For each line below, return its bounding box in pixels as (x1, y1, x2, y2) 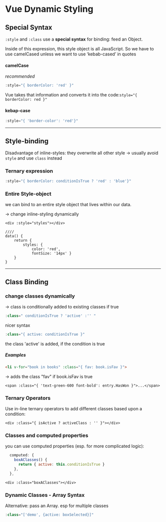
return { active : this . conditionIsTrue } (18, 462, 105, 467)
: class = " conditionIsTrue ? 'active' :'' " (5, 313, 96, 318)
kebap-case (5, 107, 31, 113)
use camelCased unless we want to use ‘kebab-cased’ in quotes (5, 51, 136, 57)
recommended (5, 73, 35, 80)
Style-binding (5, 137, 48, 145)
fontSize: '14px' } (31, 251, 72, 256)
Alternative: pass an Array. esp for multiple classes (5, 503, 109, 509)
